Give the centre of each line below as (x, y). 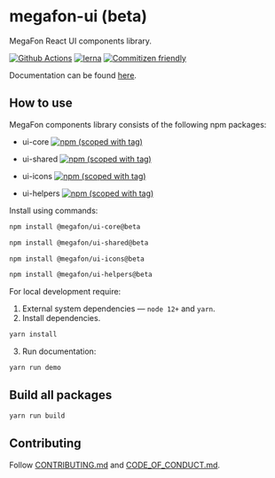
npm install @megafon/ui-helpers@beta (81, 275)
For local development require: (65, 292)
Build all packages (61, 395)
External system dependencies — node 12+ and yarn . (118, 309)
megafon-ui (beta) (79, 16)
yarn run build (37, 415)
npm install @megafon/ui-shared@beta (79, 243)
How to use (41, 103)
